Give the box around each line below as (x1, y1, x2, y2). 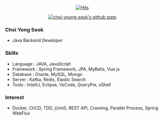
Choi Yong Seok (5, 26, 44, 33)
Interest (5, 94, 24, 100)
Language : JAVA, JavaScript (12, 61, 71, 67)
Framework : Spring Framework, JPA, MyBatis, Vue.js (12, 66, 120, 72)
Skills (5, 49, 19, 56)
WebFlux (12, 110, 30, 116)
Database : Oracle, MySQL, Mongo (12, 71, 83, 77)
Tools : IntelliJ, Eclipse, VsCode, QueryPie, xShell (12, 81, 111, 88)
